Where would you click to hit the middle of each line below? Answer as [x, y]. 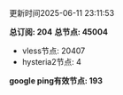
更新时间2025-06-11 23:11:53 [62, 13]
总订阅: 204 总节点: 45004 [59, 32]
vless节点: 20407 [54, 51]
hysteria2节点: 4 [51, 62]
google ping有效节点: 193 [56, 81]
